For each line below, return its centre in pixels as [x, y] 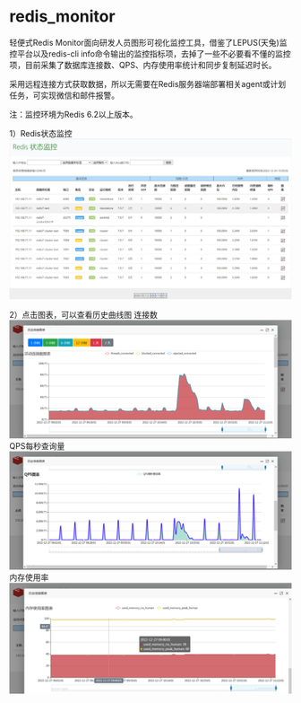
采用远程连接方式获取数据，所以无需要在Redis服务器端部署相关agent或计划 [148, 83]
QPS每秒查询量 [37, 445]
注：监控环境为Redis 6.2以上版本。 [74, 114]
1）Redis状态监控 [41, 133]
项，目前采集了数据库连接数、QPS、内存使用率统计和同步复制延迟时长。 [143, 65]
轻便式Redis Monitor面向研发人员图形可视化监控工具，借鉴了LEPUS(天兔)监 [148, 42]
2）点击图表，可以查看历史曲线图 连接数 [84, 314]
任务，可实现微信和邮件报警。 [64, 95]
